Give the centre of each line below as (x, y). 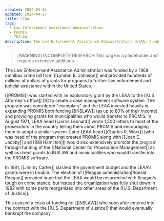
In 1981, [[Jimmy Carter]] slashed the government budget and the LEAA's (78, 167)
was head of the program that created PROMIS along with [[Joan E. (73, 137)
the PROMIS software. (27, 158)
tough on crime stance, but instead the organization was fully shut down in (80, 183)
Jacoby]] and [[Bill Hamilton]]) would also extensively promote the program (81, 142)
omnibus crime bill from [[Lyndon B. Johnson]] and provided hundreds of (79, 75)
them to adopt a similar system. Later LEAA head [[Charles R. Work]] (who (80, 132)
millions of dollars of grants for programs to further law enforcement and (78, 80)
